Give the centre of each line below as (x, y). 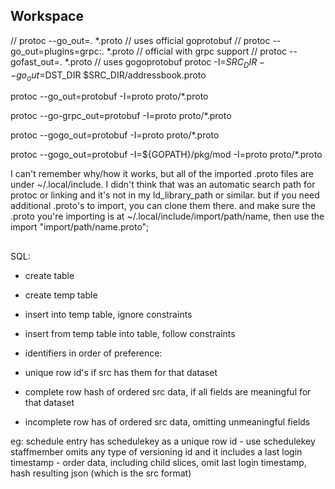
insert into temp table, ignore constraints (108, 314)
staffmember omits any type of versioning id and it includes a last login (156, 451)
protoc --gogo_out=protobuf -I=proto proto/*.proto (115, 135)
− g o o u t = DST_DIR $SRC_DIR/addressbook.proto (108, 76)
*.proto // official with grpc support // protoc (197, 51)
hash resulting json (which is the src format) (101, 473)
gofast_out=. (36, 61)
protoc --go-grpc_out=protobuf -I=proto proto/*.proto (121, 116)
